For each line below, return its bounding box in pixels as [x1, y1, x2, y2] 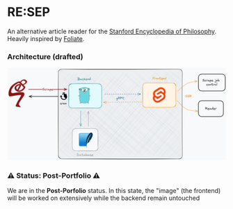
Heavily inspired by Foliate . [7, 34, 85, 42]
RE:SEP [7, 4, 51, 20]
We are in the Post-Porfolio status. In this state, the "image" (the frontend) [7, 187, 221, 195]
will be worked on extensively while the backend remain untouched [7, 194, 200, 202]
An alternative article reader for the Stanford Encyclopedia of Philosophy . [7, 27, 217, 35]
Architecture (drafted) [7, 51, 83, 61]
